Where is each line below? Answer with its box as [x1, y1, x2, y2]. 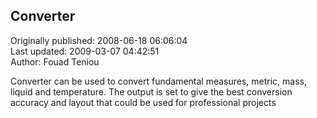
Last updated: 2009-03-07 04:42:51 [10, 45, 160, 57]
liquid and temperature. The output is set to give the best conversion [10, 85, 293, 98]
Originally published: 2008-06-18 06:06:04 [10, 34, 188, 46]
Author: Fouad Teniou [10, 55, 100, 68]
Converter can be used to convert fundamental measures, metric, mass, [10, 75, 308, 87]
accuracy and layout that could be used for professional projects [10, 96, 277, 108]
